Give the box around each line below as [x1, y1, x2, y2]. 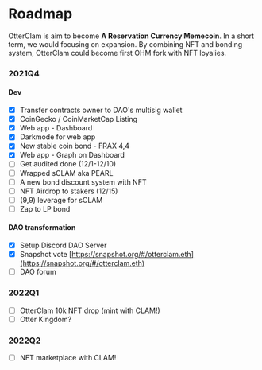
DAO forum [19, 267, 57, 277]
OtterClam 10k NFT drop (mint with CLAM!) [19, 306, 160, 315]
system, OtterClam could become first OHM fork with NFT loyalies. [8, 48, 227, 57]
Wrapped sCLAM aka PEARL [19, 168, 114, 177]
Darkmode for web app [19, 132, 96, 142]
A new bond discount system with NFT [19, 177, 147, 187]
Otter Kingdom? [19, 314, 72, 324]
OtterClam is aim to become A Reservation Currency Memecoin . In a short [8, 31, 255, 41]
